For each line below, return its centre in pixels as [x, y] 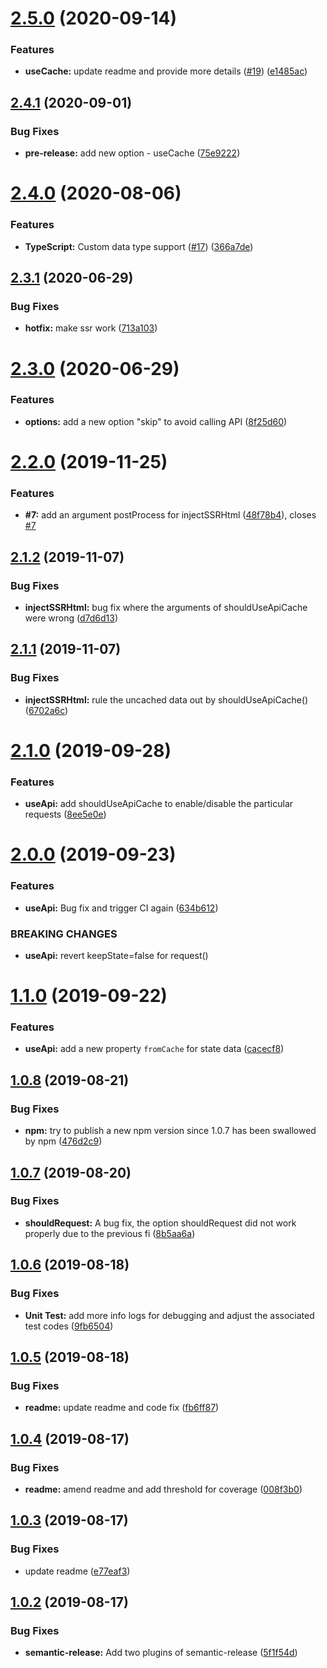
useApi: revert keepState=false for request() [116, 955]
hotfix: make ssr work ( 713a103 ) [91, 328]
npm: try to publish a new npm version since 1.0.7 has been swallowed [170, 1131]
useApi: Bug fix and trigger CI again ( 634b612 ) [121, 908]
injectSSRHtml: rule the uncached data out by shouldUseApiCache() [166, 699]
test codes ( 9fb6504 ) [69, 1326]
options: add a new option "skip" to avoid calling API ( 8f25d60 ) [156, 421]
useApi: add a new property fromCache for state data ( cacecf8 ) [154, 1049]
